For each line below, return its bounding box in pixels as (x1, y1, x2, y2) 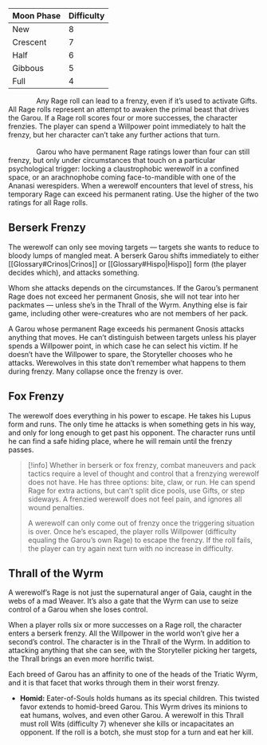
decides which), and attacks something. (8, 267, 139, 277)
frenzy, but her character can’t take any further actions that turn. (8, 130, 221, 139)
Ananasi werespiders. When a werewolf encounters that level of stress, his (8, 181, 253, 190)
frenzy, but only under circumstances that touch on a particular (8, 156, 216, 164)
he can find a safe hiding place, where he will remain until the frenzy (8, 436, 233, 446)
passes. (8, 445, 34, 454)
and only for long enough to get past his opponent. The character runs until (8, 427, 256, 438)
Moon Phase (12, 10, 61, 21)
